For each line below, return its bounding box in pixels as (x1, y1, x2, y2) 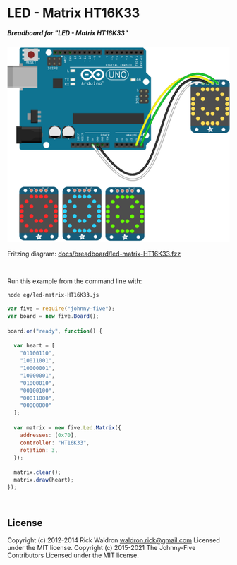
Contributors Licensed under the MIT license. (7, 551, 139, 559)
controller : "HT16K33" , (20, 439, 90, 446)
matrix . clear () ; (13, 469, 61, 476)
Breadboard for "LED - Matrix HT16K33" (7, 28, 128, 37)
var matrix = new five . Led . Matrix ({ (13, 424, 121, 432)
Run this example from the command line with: (7, 277, 142, 285)
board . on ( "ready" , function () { (7, 327, 102, 335)
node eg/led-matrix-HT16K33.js (7, 292, 99, 299)
